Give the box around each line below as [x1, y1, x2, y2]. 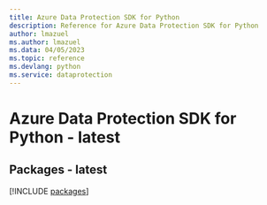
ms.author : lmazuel [9, 37, 81, 47]
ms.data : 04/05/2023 [9, 46, 86, 55]
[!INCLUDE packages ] [9, 186, 89, 196]
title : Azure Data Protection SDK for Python [9, 12, 179, 22]
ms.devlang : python [9, 63, 81, 72]
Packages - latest [9, 163, 108, 178]
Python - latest [9, 127, 121, 147]
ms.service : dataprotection [9, 71, 113, 80]
